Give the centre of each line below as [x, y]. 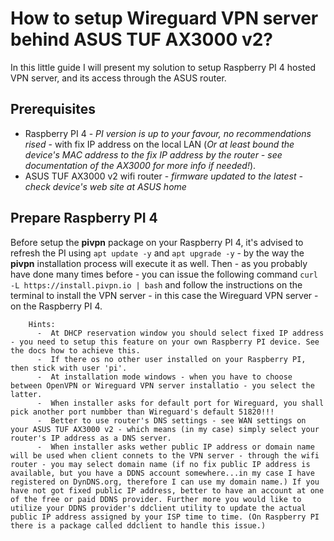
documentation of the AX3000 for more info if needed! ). [140, 165]
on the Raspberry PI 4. [56, 306]
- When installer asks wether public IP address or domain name [175, 447]
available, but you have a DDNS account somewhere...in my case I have [162, 473]
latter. [26, 394]
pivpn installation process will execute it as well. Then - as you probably [159, 263]
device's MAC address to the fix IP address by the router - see [153, 154]
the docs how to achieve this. [75, 350]
